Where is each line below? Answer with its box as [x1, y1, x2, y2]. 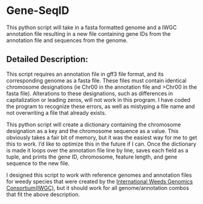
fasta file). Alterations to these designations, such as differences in [6, 89, 173, 97]
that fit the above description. [6, 191, 80, 198]
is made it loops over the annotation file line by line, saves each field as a [6, 146, 189, 154]
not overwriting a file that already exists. [6, 109, 107, 116]
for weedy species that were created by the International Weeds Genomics [6, 177, 193, 185]
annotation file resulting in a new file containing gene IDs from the [6, 30, 171, 37]
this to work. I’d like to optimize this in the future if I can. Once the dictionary [6, 140, 197, 148]
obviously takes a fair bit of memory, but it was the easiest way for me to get [6, 134, 198, 141]
